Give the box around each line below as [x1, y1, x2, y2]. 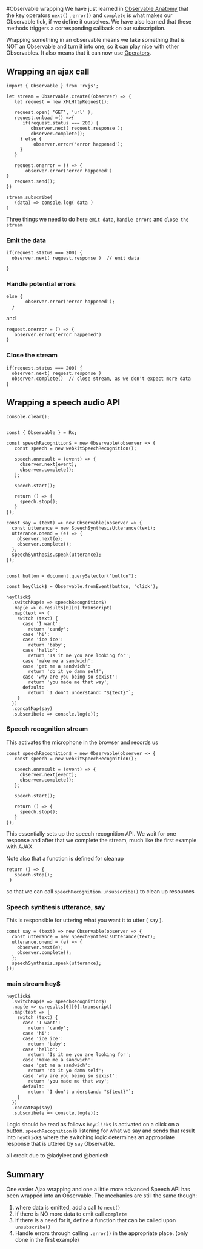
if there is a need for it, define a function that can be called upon [15, 1217, 176, 1224]
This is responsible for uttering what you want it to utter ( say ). [6, 916, 164, 924]
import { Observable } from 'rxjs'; [6, 83, 99, 89]
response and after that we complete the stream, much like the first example [6, 836, 197, 844]
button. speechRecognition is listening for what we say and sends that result [6, 1127, 195, 1134]
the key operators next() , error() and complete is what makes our [6, 12, 173, 19]
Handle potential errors [6, 280, 76, 288]
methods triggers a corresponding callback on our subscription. [6, 24, 166, 32]
